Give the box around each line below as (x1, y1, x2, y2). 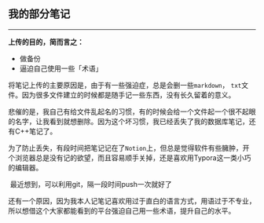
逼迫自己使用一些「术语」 (19, 64, 103, 73)
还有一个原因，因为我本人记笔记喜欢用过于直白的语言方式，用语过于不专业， (8, 196, 256, 206)
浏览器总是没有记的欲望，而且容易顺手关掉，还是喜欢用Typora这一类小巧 (14, 152, 251, 163)
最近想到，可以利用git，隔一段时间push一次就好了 (9, 179, 173, 188)
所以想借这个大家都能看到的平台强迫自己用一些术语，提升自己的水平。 (8, 206, 236, 215)
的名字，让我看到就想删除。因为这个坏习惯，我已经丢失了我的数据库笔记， (8, 116, 249, 126)
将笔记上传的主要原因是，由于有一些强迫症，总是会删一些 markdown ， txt (8, 80, 242, 90)
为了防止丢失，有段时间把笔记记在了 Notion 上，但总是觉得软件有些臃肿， (8, 143, 243, 152)
